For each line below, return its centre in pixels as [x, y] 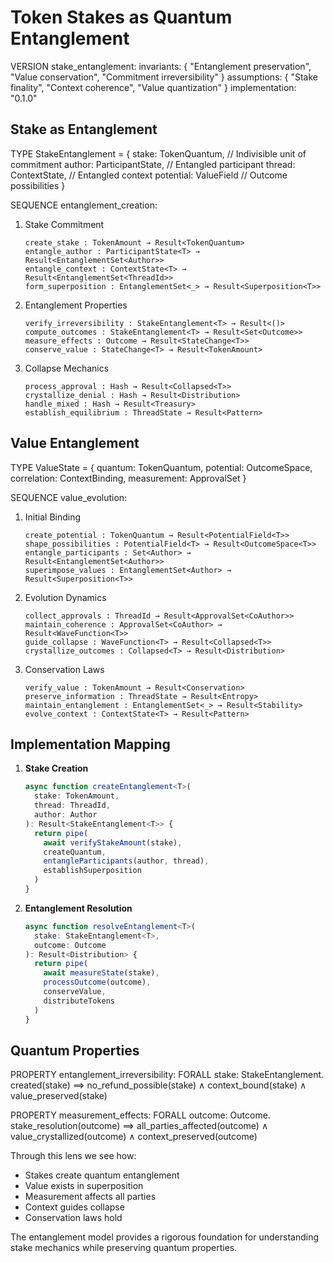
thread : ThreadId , [72, 806]
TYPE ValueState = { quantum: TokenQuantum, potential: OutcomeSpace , [161, 467]
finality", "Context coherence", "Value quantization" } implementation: [153, 87]
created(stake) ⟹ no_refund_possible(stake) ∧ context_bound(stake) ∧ [158, 1085]
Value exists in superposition [84, 1186]
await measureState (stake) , [101, 973]
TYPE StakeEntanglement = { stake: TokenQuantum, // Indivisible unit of [158, 153]
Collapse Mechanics [67, 368]
